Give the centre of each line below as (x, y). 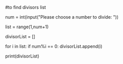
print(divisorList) (22, 56)
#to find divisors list (26, 7)
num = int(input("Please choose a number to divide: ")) (62, 17)
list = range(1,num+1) (27, 27)
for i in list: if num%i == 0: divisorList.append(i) (54, 46)
